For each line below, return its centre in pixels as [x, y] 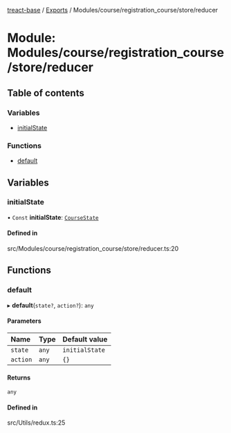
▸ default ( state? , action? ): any [51, 305]
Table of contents [46, 93]
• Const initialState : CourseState [53, 217]
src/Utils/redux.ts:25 [36, 423]
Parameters [24, 321]
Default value [85, 339]
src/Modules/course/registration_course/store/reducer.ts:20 [93, 249]
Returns [19, 378]
